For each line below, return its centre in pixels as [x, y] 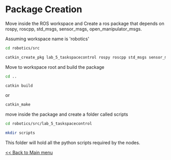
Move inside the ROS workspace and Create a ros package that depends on [85, 23]
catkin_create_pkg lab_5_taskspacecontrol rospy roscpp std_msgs [76, 57]
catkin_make [18, 105]
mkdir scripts [20, 133]
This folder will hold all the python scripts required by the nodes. [73, 143]
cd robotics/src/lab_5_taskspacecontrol [49, 124]
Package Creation [44, 9]
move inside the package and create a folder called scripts [67, 114]
